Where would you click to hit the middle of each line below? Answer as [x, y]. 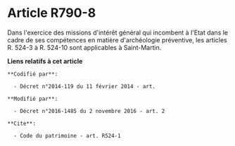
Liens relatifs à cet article [45, 61]
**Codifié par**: [33, 74]
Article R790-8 [52, 13]
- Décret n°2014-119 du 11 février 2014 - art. [85, 86]
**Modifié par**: [33, 99]
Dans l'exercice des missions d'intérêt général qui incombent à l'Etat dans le [118, 32]
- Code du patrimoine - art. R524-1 [67, 135]
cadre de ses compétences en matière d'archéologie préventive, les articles [117, 39]
